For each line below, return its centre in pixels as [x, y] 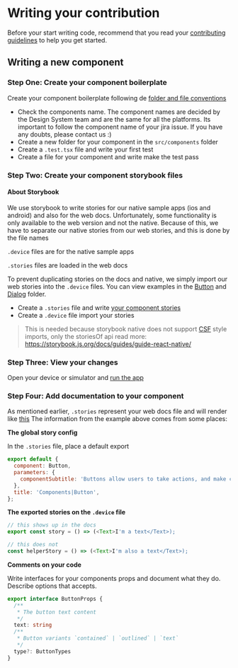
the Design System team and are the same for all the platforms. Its [114, 119]
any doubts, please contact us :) [64, 134]
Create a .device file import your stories [76, 315]
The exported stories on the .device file [67, 512]
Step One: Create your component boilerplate [87, 83]
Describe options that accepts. [52, 586]
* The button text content [57, 612]
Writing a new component [66, 63]
